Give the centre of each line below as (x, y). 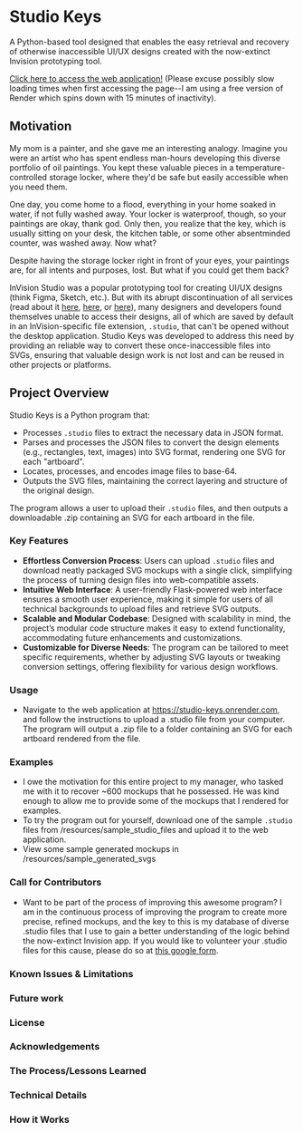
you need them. (38, 187)
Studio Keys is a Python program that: (80, 415)
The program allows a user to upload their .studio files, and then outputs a (149, 508)
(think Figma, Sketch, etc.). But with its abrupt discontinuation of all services (151, 297)
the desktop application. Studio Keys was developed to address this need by (152, 335)
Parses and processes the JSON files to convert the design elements (151, 442)
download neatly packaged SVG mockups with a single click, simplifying (157, 570)
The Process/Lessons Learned (78, 1071)
